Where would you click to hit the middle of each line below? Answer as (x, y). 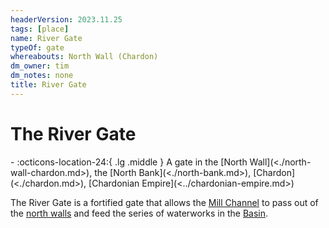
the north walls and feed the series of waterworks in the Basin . (139, 213)
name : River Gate (46, 38)
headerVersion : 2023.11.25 (66, 19)
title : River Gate (48, 85)
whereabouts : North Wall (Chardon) (84, 57)
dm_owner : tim (40, 66)
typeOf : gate (37, 47)
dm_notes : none (42, 76)
